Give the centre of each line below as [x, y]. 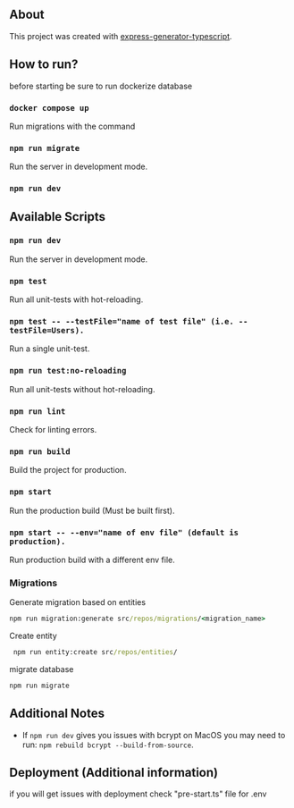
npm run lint [38, 411]
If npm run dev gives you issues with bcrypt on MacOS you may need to [154, 735]
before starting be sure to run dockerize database [101, 86]
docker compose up [49, 108]
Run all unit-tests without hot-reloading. [82, 389]
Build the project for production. [68, 470]
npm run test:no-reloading [68, 371]
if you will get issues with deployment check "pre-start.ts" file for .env [138, 794]
